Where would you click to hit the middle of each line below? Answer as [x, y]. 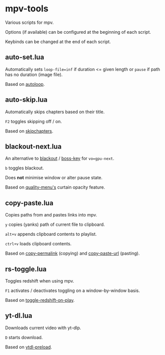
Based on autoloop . [25, 84]
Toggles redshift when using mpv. [40, 281]
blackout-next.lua [33, 146]
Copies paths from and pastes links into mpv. [51, 215]
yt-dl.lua [19, 316]
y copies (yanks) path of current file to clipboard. [55, 224]
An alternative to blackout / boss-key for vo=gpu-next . [60, 158]
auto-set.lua [25, 57]
